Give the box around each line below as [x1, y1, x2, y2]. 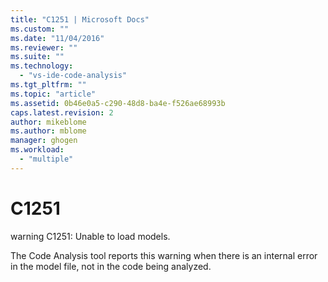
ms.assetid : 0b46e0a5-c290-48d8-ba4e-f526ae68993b [10, 98, 226, 108]
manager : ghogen [10, 136, 78, 146]
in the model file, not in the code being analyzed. [10, 260, 212, 272]
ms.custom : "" [10, 24, 70, 34]
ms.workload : [10, 145, 65, 155]
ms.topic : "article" [10, 89, 97, 99]
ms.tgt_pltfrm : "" [10, 80, 87, 90]
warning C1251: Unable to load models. [10, 230, 171, 242]
